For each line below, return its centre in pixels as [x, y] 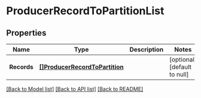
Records [22, 67]
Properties [26, 33]
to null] [179, 74]
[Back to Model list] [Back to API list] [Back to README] [75, 89]
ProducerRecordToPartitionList [85, 11]
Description [147, 50]
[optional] [183, 59]
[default [181, 67]
